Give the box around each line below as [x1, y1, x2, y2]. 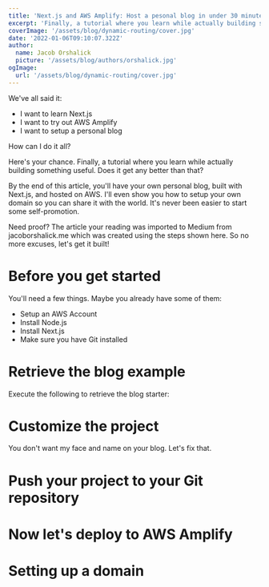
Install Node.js [19, 317, 67, 327]
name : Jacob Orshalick [15, 49, 91, 57]
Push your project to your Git [8, 472, 204, 489]
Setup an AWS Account [19, 309, 98, 319]
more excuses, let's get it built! [8, 239, 110, 248]
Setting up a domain [8, 562, 144, 580]
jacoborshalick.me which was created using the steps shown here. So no [8, 230, 250, 240]
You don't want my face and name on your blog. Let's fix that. [8, 444, 212, 453]
